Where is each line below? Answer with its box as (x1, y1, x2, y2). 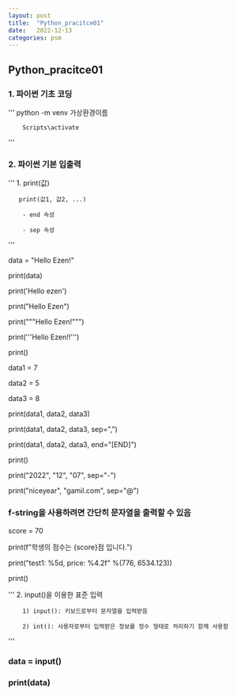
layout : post (8, 11, 51, 20)
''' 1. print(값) (8, 178, 50, 188)
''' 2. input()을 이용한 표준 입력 (8, 590, 103, 599)
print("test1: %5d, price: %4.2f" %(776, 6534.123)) (8, 558, 172, 568)
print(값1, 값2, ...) (18, 196, 87, 204)
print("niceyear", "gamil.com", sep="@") (8, 486, 140, 495)
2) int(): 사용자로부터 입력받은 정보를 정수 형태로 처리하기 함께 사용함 (22, 622, 229, 630)
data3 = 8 (8, 394, 40, 403)
